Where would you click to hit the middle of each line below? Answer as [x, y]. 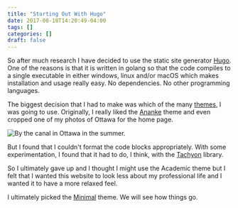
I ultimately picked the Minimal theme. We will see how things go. [103, 197]
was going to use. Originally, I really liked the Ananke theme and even [109, 112]
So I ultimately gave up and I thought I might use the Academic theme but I [117, 168]
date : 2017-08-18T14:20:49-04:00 [57, 21]
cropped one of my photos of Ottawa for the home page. [91, 120]
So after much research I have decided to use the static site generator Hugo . [119, 60]
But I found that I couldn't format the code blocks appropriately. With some [117, 147]
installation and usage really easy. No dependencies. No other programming [119, 83]
